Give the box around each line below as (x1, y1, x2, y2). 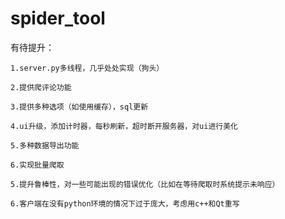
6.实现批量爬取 (10, 160, 65, 170)
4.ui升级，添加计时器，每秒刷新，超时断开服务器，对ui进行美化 (10, 121, 239, 131)
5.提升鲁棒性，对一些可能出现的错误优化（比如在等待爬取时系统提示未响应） (10, 179, 280, 189)
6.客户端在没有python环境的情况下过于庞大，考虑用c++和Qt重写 (10, 198, 240, 209)
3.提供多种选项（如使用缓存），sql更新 (10, 102, 149, 112)
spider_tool (10, 7, 106, 30)
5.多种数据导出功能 (10, 140, 80, 151)
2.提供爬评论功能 (10, 82, 72, 92)
